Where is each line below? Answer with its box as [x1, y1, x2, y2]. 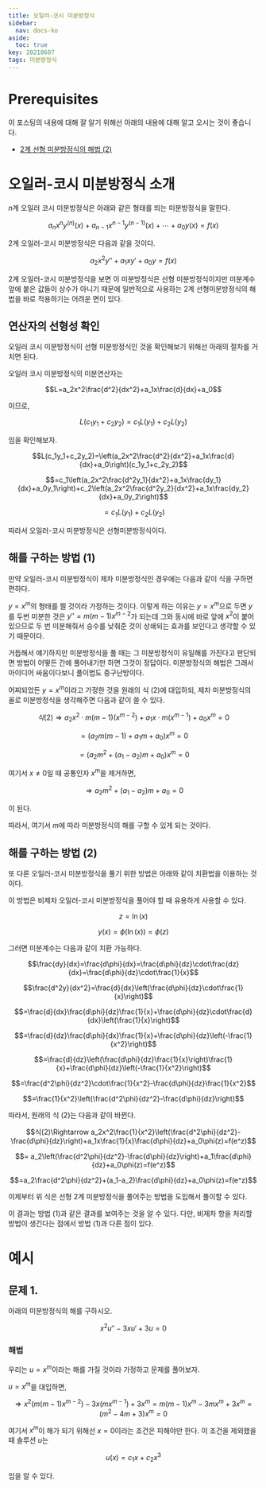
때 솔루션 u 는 [8, 1436, 49, 1445]
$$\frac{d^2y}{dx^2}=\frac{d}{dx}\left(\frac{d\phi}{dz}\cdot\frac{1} [23, 983, 244, 993]
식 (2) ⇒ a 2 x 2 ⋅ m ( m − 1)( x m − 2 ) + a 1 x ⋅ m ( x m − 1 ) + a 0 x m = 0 [37, 711, 230, 724]
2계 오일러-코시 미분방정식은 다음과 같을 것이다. [8, 239, 156, 248]
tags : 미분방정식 [8, 56, 57, 64]
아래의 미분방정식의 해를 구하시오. [8, 1306, 113, 1316]
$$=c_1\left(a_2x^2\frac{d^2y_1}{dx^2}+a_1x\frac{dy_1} [44, 475, 222, 485]
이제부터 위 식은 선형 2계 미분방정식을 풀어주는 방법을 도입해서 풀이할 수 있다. [8, 1192, 248, 1202]
